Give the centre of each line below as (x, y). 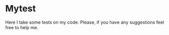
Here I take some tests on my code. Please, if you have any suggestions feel (85, 22)
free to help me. (22, 27)
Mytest (21, 9)
